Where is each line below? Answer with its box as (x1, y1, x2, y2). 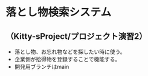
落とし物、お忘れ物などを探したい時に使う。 (14, 48, 126, 55)
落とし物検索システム (5, 5, 112, 19)
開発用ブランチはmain (14, 63, 69, 70)
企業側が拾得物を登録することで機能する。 (14, 56, 121, 63)
